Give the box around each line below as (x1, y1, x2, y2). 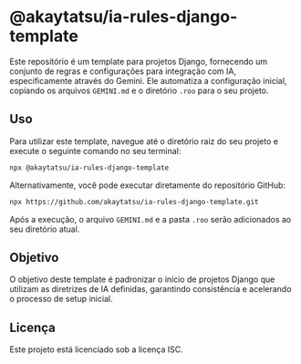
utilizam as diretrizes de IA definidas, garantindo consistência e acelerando (9, 284, 292, 295)
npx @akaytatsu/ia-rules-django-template (9, 162, 170, 172)
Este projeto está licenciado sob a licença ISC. (9, 344, 184, 355)
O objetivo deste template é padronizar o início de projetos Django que (9, 274, 275, 285)
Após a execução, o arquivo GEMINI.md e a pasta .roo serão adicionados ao (9, 213, 292, 224)
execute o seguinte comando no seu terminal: (9, 145, 182, 156)
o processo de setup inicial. (9, 294, 113, 305)
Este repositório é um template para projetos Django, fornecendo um (9, 56, 267, 67)
